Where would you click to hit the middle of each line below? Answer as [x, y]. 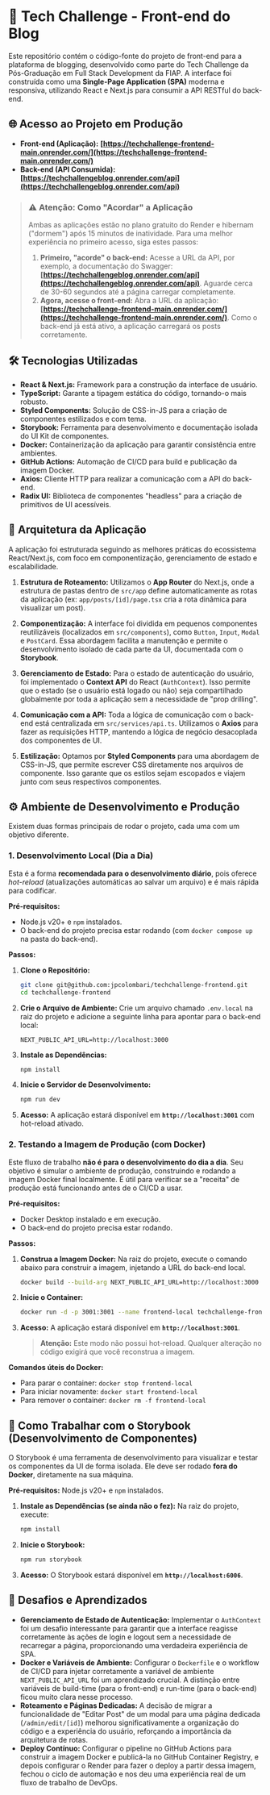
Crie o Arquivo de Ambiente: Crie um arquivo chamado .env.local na [137, 1008]
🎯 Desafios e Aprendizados [78, 1600]
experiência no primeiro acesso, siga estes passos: [113, 242]
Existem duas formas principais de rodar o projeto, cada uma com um [124, 827]
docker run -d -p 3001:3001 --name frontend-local [107, 1312]
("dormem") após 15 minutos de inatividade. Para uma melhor [130, 234]
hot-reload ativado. [52, 1123]
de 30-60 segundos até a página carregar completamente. [138, 292]
